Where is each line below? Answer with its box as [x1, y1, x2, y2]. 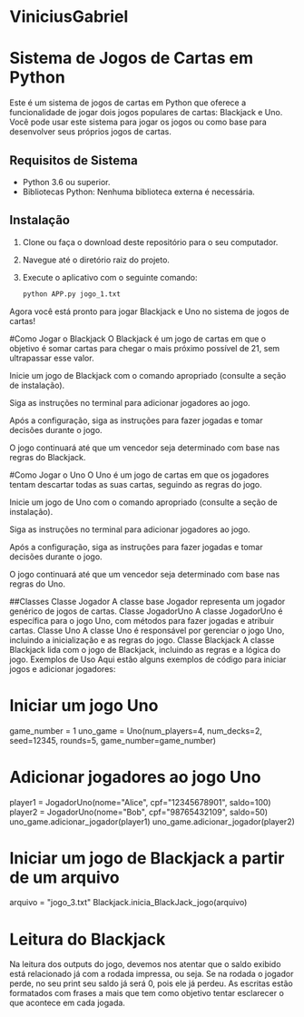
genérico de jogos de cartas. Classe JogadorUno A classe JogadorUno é [9, 606, 283, 617]
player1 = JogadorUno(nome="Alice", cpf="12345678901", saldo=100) [9, 796, 271, 807]
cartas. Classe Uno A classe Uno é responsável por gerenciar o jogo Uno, [9, 625, 285, 636]
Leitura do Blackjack [9, 929, 166, 950]
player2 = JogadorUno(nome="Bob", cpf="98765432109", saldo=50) [9, 806, 269, 817]
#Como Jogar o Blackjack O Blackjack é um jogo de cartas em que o [9, 333, 267, 344]
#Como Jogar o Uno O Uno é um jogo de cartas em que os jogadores [9, 469, 270, 480]
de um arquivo [9, 867, 120, 887]
